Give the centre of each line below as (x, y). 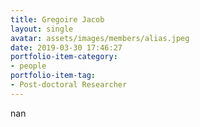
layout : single (42, 29)
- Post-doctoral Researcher (69, 85)
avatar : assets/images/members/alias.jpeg (100, 38)
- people (28, 66)
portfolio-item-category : (64, 57)
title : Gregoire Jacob (57, 19)
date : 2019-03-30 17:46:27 (66, 47)
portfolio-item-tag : (53, 76)
